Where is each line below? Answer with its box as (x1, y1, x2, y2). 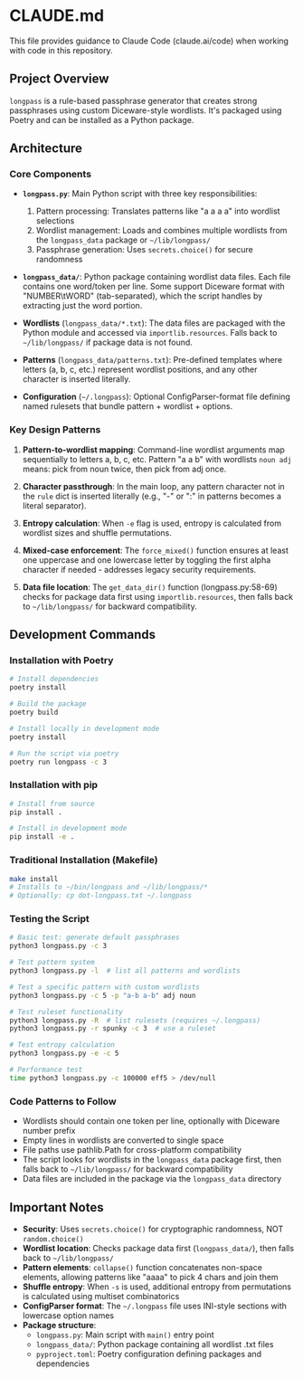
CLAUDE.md (9, 5, 105, 26)
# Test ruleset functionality (9, 1007, 124, 1016)
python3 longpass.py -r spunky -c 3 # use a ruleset (9, 1024, 217, 1033)
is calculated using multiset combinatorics (22, 1290, 180, 1301)
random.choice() (22, 1234, 84, 1244)
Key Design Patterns (9, 423, 101, 436)
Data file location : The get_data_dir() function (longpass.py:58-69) (22, 581, 278, 593)
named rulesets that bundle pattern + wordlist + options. (22, 401, 233, 412)
